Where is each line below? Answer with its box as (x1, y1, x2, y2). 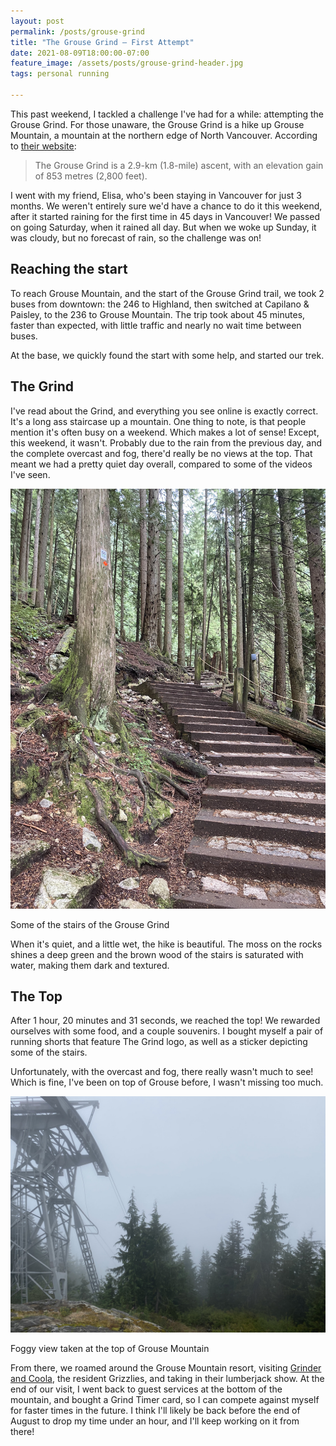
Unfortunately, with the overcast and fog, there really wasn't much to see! (10, 1066, 314, 1078)
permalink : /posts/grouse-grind (10, 26, 145, 37)
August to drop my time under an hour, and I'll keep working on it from (10, 1415, 300, 1427)
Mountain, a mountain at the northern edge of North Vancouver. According (10, 129, 318, 141)
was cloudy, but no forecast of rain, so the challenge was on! (10, 231, 262, 244)
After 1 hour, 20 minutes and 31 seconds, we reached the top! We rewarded (10, 1015, 321, 1027)
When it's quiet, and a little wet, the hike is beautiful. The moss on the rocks (10, 938, 323, 950)
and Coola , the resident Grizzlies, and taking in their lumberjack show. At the (10, 1373, 325, 1385)
